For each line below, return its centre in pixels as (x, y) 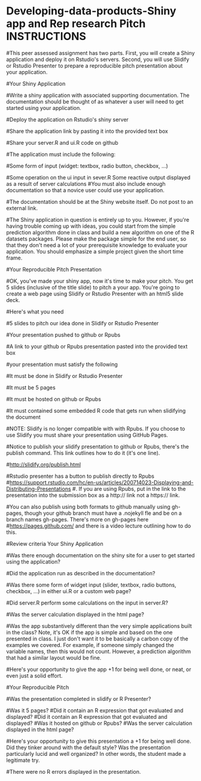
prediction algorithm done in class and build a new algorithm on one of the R (100, 232)
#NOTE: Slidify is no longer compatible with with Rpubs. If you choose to (96, 428)
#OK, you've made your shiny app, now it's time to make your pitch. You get (100, 281)
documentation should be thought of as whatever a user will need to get (95, 101)
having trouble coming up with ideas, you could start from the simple (91, 226)
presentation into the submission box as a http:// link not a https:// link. (93, 495)
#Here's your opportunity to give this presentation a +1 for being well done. (99, 741)
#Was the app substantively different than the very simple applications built (99, 626)
